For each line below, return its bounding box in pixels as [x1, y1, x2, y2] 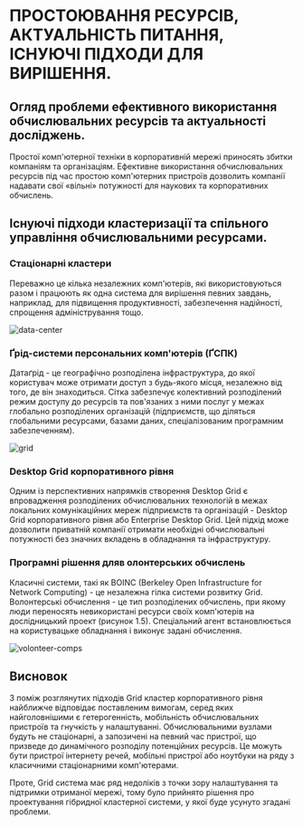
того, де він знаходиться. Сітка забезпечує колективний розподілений [9, 386, 282, 397]
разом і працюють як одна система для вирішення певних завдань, [9, 287, 271, 299]
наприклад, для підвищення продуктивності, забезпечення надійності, [9, 297, 283, 308]
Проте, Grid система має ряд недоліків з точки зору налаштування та [9, 777, 279, 788]
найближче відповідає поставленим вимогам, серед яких [9, 702, 233, 713]
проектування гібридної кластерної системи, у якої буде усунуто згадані [9, 797, 291, 808]
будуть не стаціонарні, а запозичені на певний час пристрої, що [9, 731, 257, 742]
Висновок [9, 669, 68, 684]
